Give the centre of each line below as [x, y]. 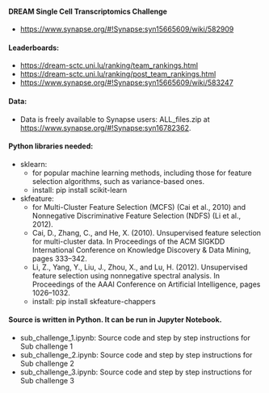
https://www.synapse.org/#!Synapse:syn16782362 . [105, 128]
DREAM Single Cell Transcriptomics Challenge [88, 11]
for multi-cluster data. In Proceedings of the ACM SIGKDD [128, 241]
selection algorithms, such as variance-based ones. [118, 181]
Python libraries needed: [51, 146]
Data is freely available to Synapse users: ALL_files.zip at [115, 119]
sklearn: [34, 164]
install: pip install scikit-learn [80, 190]
